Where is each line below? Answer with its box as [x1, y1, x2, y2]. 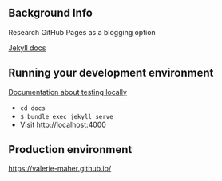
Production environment [8, 143, 133, 156]
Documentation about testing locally [8, 87, 128, 96]
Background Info [8, 6, 93, 20]
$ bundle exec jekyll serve [19, 112, 113, 120]
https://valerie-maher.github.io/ [8, 163, 112, 174]
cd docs [19, 104, 46, 112]
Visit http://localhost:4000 [19, 120, 106, 129]
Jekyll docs [8, 43, 46, 53]
